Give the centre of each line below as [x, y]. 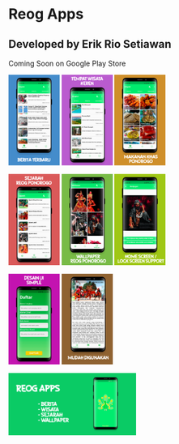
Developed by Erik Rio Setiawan [90, 44]
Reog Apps [46, 14]
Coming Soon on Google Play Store [67, 63]
